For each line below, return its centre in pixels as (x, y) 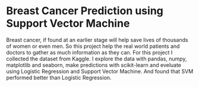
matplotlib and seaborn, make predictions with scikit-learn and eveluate (94, 65)
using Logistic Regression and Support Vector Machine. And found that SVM (100, 71)
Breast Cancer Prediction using (85, 11)
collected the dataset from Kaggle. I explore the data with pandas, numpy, (97, 59)
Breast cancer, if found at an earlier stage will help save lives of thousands (97, 40)
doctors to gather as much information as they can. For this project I (89, 52)
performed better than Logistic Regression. (59, 78)
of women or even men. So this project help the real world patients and (93, 46)
